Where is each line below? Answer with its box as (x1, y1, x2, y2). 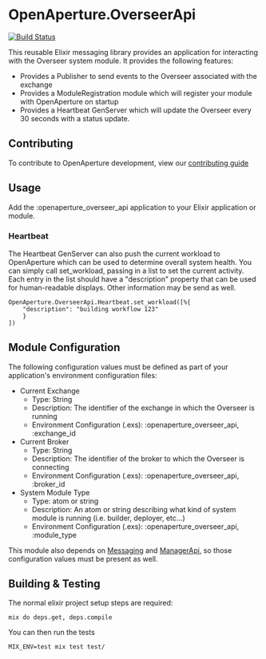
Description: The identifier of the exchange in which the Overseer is (31, 403, 256, 412)
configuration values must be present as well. (8, 554, 158, 563)
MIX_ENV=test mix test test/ (8, 643, 105, 651)
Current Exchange (19, 385, 80, 396)
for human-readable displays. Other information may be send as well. (8, 282, 236, 292)
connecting (31, 462, 69, 472)
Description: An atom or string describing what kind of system (31, 504, 236, 514)
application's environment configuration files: (8, 370, 157, 380)
